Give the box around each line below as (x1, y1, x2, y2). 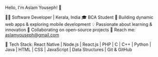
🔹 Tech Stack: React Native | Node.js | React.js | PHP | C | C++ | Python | (5, 41, 151, 47)
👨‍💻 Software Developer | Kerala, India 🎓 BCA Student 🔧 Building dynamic (5, 15, 154, 20)
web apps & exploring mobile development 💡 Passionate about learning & (5, 21, 153, 27)
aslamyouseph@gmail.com (5, 32, 59, 38)
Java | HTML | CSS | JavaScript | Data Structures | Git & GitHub (5, 47, 133, 52)
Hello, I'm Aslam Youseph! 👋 (5, 5, 62, 10)
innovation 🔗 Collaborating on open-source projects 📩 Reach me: (5, 27, 136, 33)
